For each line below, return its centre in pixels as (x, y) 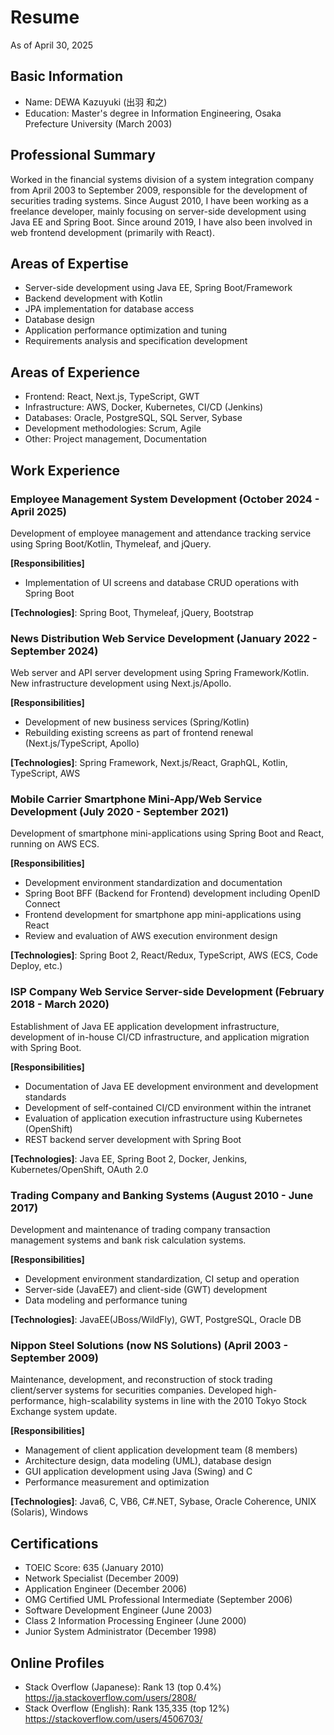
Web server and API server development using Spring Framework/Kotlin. (160, 673)
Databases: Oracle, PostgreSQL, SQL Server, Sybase (133, 418)
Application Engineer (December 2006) (106, 1589)
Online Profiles (57, 1662)
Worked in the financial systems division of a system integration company (162, 179)
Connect (42, 904)
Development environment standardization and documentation (153, 883)
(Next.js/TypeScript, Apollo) (82, 743)
